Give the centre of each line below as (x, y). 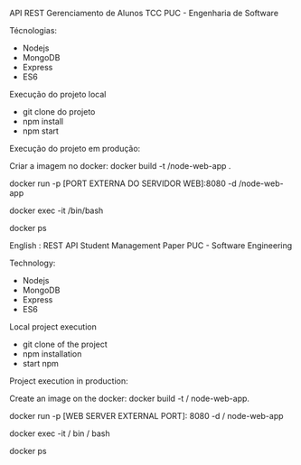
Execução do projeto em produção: (75, 149)
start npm (40, 363)
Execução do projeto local (58, 94)
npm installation (52, 354)
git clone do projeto (59, 112)
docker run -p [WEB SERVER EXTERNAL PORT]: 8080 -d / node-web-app (146, 416)
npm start (40, 131)
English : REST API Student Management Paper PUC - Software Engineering (151, 246)
